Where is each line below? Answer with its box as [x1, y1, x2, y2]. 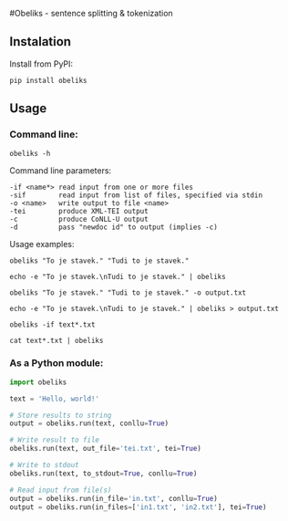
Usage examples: [9, 238, 75, 249]
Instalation [9, 34, 71, 49]
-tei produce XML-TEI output [9, 206, 149, 215]
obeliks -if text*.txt [9, 319, 96, 329]
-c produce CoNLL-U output [9, 214, 149, 224]
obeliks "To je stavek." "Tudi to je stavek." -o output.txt [9, 287, 247, 297]
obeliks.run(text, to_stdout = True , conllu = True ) [9, 469, 198, 478]
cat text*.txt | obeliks [9, 336, 104, 345]
